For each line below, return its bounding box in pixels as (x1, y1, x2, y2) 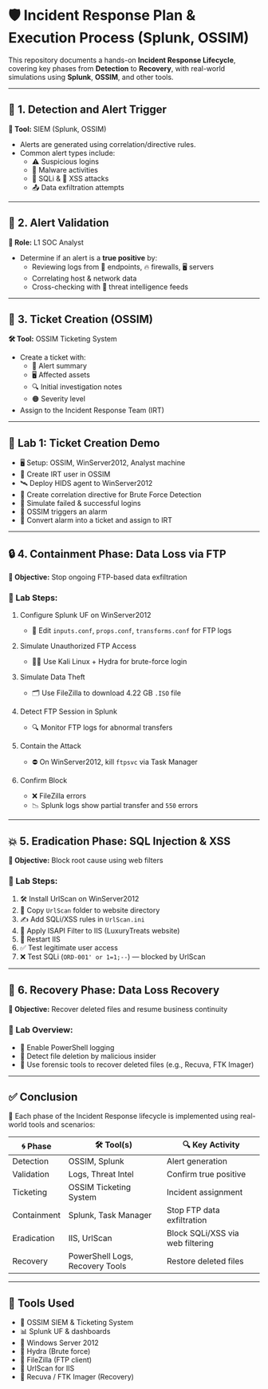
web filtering (166, 1238, 214, 1249)
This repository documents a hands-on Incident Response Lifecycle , (8, 55, 236, 65)
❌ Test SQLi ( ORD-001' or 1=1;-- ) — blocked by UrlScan (19, 952, 206, 961)
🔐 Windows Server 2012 (19, 1338, 100, 1347)
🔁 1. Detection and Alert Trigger (8, 103, 167, 117)
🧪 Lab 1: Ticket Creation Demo (8, 436, 160, 450)
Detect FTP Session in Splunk (19, 706, 118, 716)
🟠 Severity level (31, 394, 86, 404)
